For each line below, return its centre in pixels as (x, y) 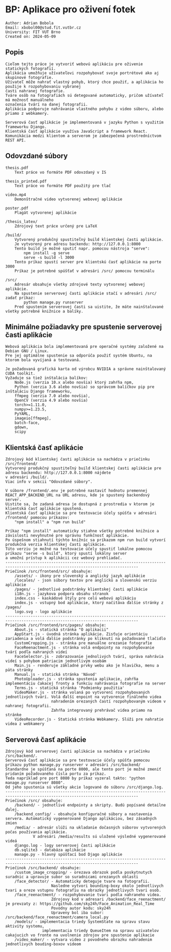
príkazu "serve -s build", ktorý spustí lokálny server (66, 554)
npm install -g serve (47, 253)
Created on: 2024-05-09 (31, 36)
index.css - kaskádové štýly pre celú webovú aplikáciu (76, 598)
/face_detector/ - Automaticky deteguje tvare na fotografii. (82, 881)
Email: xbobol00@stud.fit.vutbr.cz (43, 27)
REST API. (16, 140)
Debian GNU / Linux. (27, 351)
